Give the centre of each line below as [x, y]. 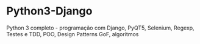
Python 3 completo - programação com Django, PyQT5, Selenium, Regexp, [100, 28]
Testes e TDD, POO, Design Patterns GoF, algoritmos [73, 34]
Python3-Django [49, 11]
